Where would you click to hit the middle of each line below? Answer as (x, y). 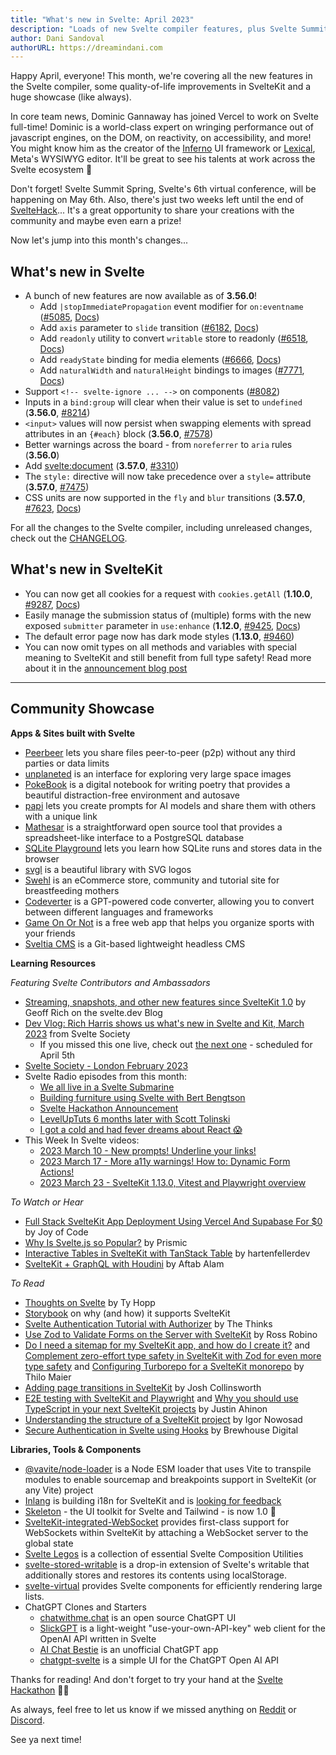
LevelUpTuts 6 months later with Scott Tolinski (135, 1118)
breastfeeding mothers (72, 890)
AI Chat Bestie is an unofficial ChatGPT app (129, 1649)
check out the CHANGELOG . (69, 538)
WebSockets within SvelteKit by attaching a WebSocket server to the (166, 1532)
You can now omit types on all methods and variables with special (160, 647)
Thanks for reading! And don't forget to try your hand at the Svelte (147, 1679)
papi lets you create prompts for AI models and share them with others (170, 805)
